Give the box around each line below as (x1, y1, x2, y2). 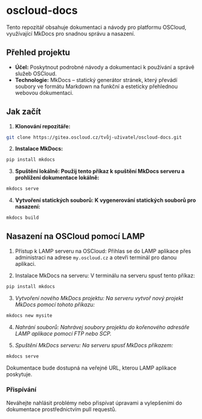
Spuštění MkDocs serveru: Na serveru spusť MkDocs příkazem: (14, 341, 174, 348)
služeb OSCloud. (14, 70, 57, 77)
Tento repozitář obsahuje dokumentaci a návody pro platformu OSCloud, (6, 24, 187, 31)
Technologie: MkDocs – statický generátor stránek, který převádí (14, 76, 178, 83)
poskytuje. (6, 370, 33, 377)
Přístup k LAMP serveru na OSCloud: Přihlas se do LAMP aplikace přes (14, 247, 192, 254)
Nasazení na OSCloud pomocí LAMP (6, 232, 145, 242)
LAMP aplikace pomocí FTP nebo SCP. (14, 330, 112, 337)
